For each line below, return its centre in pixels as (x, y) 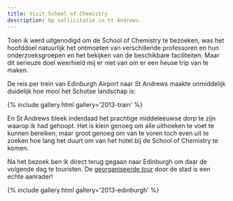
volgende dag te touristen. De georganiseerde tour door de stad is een (109, 169)
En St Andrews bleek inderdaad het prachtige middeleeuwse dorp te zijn (112, 118)
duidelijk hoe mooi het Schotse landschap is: (72, 91)
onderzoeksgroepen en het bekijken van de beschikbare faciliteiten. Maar (113, 55)
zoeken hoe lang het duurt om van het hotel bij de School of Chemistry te (113, 140)
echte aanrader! (30, 176)
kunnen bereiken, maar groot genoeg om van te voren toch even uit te (108, 133)
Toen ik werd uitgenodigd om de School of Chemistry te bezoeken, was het (116, 40)
